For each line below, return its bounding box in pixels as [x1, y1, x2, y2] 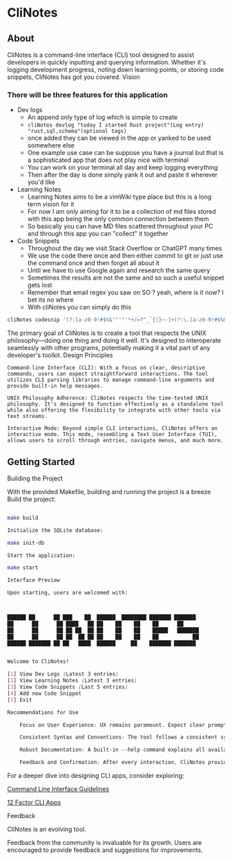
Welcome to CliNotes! [7, 658, 70, 665]
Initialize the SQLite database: [7, 527, 104, 534]
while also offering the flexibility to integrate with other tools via [7, 407, 221, 414]
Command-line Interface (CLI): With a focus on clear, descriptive [7, 365, 206, 372]
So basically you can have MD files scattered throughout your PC [27, 222, 213, 230]
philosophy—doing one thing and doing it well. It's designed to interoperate [7, 336, 222, 345]
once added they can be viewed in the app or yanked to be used [27, 134, 211, 143]
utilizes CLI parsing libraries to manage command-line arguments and [7, 377, 215, 383]
